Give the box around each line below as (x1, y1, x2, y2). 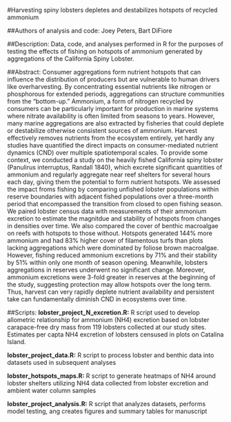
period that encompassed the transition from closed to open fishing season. (7, 200, 223, 208)
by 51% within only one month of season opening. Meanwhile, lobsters (7, 259, 208, 266)
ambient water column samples (7, 386, 97, 394)
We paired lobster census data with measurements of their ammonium (7, 207, 207, 215)
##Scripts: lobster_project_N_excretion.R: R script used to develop (7, 308, 200, 316)
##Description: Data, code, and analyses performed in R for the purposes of (7, 40, 224, 48)
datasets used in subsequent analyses (7, 359, 117, 366)
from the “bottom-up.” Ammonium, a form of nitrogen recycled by (7, 97, 194, 105)
